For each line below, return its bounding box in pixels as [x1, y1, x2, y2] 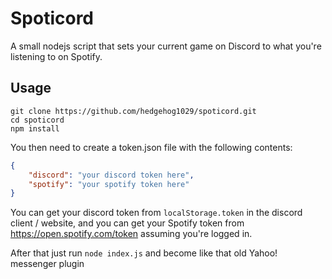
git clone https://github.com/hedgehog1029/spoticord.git [10, 106, 257, 116]
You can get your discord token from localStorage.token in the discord [10, 207, 303, 219]
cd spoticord [10, 115, 65, 125]
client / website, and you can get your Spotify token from [10, 217, 245, 229]
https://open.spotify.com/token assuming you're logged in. [10, 228, 253, 240]
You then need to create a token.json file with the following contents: [10, 141, 293, 153]
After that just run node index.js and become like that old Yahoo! [10, 247, 278, 259]
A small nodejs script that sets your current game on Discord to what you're [10, 40, 322, 52]
